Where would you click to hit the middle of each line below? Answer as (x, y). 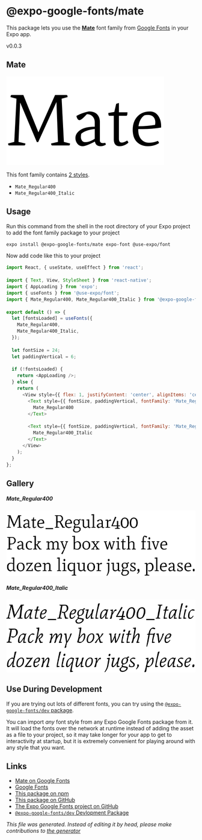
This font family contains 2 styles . (48, 174)
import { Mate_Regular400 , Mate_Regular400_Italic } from (80, 299)
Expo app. (19, 34)
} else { (23, 382)
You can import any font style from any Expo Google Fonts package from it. (100, 722)
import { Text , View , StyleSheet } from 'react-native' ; (79, 281)
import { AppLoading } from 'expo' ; (52, 287)
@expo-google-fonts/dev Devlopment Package (72, 813)
